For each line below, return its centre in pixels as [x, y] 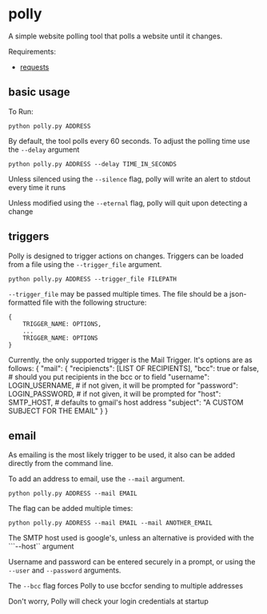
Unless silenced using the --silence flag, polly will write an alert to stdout [130, 179]
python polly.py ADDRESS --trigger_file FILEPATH [93, 279]
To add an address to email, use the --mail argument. [97, 479]
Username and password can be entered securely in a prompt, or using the [132, 562]
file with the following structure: [95, 302]
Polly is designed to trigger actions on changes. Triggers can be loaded [126, 256]
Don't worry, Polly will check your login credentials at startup [109, 601]
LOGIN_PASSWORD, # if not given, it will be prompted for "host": [115, 393]
